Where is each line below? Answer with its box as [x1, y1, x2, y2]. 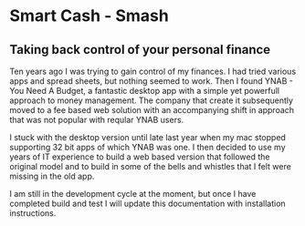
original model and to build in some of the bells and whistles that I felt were [9, 161, 292, 171]
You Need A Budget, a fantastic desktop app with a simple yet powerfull [9, 86, 280, 96]
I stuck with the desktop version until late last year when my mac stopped [9, 132, 286, 142]
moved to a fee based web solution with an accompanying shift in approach [9, 105, 295, 115]
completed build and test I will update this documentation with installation [9, 198, 286, 209]
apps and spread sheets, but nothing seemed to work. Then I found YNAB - [9, 76, 294, 87]
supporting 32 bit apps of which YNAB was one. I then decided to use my [9, 142, 286, 152]
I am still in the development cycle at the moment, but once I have [9, 189, 257, 199]
